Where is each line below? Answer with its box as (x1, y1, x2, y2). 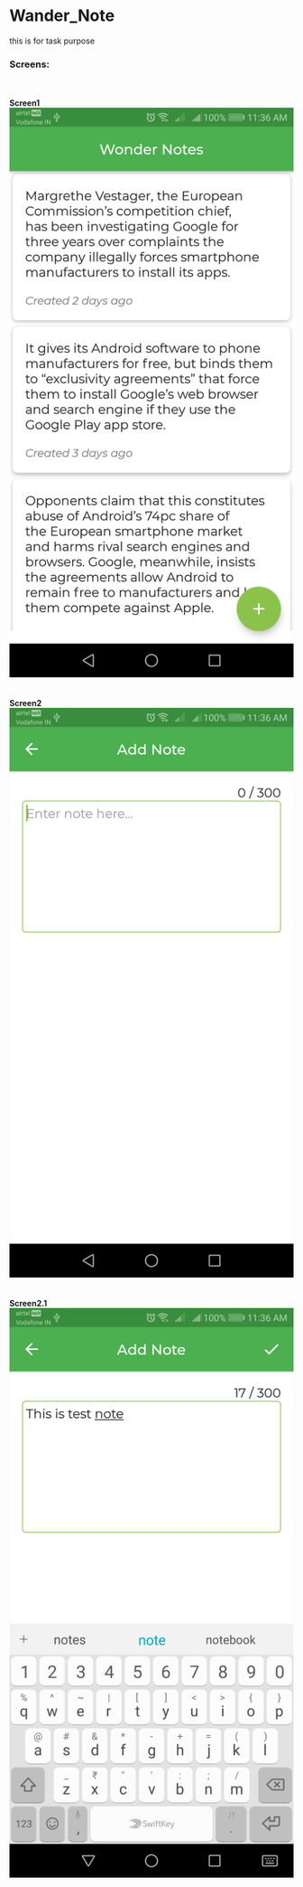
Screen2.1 (9, 1298, 48, 1309)
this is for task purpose (9, 35, 96, 46)
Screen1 (9, 98, 41, 109)
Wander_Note (9, 5, 115, 26)
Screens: (9, 58, 50, 71)
